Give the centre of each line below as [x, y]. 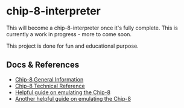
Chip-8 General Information [49, 79]
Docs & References [43, 65]
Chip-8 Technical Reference [50, 86]
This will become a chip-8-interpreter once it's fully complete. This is [92, 28]
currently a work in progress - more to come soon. [69, 34]
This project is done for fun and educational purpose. [72, 46]
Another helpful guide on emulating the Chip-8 [73, 98]
